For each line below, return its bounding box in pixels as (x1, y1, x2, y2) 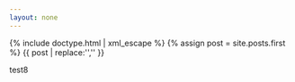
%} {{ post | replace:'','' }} (9, 46, 105, 58)
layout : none (9, 12, 58, 22)
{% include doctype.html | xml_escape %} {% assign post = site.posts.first (9, 37, 286, 48)
